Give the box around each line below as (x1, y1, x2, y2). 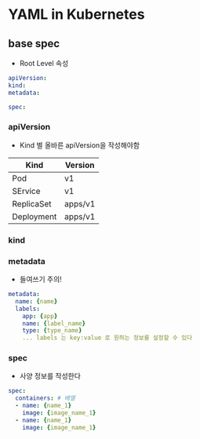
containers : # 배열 (15, 394, 76, 402)
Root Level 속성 (19, 59, 69, 68)
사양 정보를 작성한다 (19, 371, 81, 381)
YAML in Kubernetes (8, 5, 145, 24)
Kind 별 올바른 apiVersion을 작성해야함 (19, 140, 140, 150)
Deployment (12, 210, 57, 221)
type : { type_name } (22, 327, 82, 335)
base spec (8, 37, 60, 50)
